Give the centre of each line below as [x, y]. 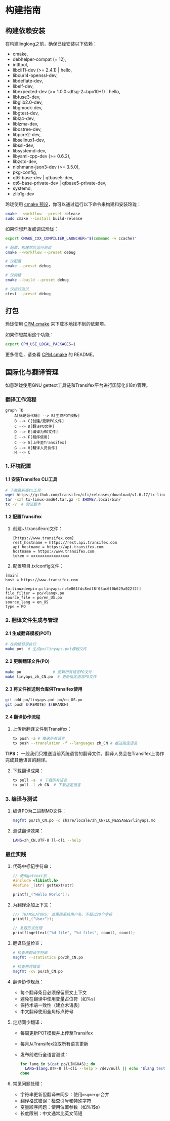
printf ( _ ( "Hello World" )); [41, 894]
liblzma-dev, [26, 124]
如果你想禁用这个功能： [30, 335]
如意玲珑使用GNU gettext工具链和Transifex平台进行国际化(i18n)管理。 [78, 385]
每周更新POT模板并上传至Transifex [56, 1033]
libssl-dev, [23, 145]
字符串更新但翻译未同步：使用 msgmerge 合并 [65, 1095]
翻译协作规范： [28, 982]
